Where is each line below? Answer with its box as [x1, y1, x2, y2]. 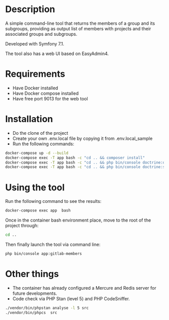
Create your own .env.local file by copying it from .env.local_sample [12, 135, 153, 141]
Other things [5, 269, 59, 280]
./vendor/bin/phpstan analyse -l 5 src [5, 305, 89, 310]
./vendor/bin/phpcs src [5, 310, 57, 315]
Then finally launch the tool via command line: [5, 241, 101, 247]
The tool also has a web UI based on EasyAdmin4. [5, 50, 109, 57]
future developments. [12, 290, 57, 296]
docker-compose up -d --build [5, 150, 69, 155]
